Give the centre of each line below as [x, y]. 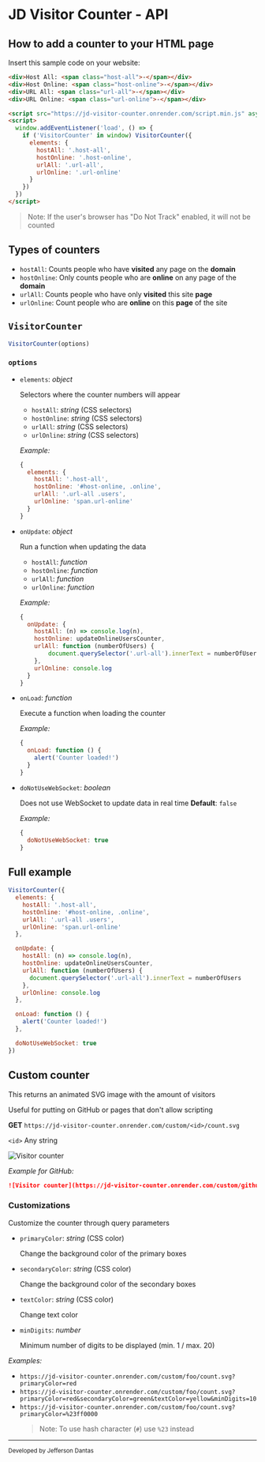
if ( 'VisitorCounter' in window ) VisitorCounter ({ [107, 136]
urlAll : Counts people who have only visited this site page [116, 294]
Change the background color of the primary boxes [103, 1253]
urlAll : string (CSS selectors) [80, 426]
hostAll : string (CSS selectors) [82, 409]
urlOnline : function [63, 587]
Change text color [49, 1314]
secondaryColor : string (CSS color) [75, 1268]
